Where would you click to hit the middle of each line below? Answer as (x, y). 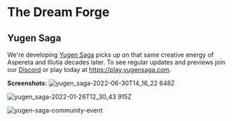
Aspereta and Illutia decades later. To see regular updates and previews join (116, 62)
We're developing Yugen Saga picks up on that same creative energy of (111, 55)
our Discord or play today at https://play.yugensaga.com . (89, 70)
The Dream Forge (58, 12)
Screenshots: (27, 83)
